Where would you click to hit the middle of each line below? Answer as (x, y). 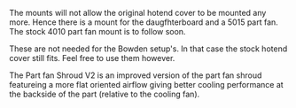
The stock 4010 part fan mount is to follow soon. (97, 31)
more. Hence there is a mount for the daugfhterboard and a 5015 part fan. (144, 22)
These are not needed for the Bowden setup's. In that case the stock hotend (148, 49)
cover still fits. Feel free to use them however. (92, 58)
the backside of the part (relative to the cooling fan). (105, 94)
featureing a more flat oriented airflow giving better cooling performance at (146, 85)
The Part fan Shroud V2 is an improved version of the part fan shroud (136, 75)
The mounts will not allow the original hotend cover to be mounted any (138, 13)
